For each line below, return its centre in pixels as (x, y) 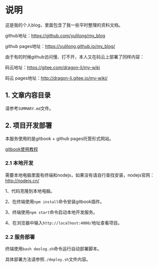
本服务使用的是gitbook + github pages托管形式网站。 (60, 138)
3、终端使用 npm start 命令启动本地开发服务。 (51, 212)
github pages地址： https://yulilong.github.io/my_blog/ (60, 46)
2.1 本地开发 (19, 163)
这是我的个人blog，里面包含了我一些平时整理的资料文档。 (64, 25)
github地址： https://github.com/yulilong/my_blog (55, 35)
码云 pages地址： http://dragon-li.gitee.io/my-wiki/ (56, 78)
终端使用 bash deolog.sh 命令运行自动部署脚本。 (53, 249)
